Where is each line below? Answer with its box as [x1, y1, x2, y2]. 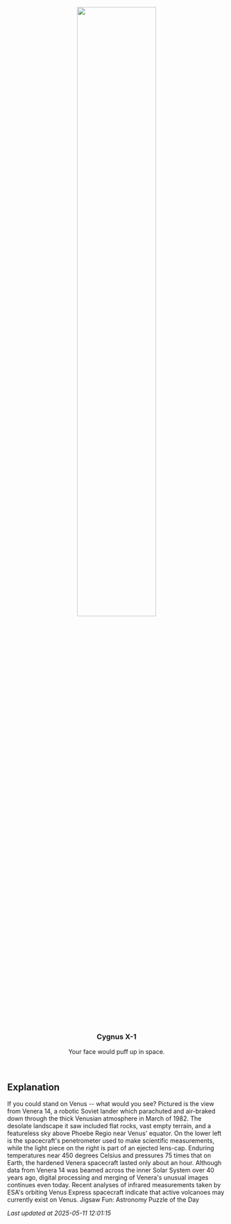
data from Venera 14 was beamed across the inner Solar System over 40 [7, 1166, 215, 1175]
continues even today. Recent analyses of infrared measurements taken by [7, 1181, 221, 1189]
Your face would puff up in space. [68, 1048, 165, 1056]
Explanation [7, 1081, 60, 1093]
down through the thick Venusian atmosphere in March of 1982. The [7, 1114, 202, 1123]
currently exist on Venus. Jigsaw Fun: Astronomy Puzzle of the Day [7, 1196, 200, 1204]
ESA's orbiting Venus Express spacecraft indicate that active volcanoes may [7, 1188, 225, 1197]
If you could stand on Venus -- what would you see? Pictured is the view [7, 1100, 214, 1108]
